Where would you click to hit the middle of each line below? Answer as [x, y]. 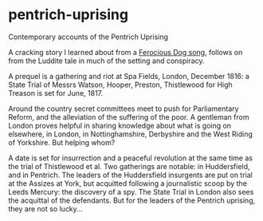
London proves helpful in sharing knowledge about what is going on [120, 125]
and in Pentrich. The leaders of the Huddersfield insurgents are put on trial [130, 175]
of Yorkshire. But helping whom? [62, 142]
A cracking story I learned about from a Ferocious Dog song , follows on [126, 52]
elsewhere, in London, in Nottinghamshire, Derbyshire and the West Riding [130, 134]
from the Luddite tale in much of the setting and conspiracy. [106, 61]
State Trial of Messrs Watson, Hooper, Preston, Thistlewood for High [120, 85]
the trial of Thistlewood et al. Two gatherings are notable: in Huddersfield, [129, 166]
